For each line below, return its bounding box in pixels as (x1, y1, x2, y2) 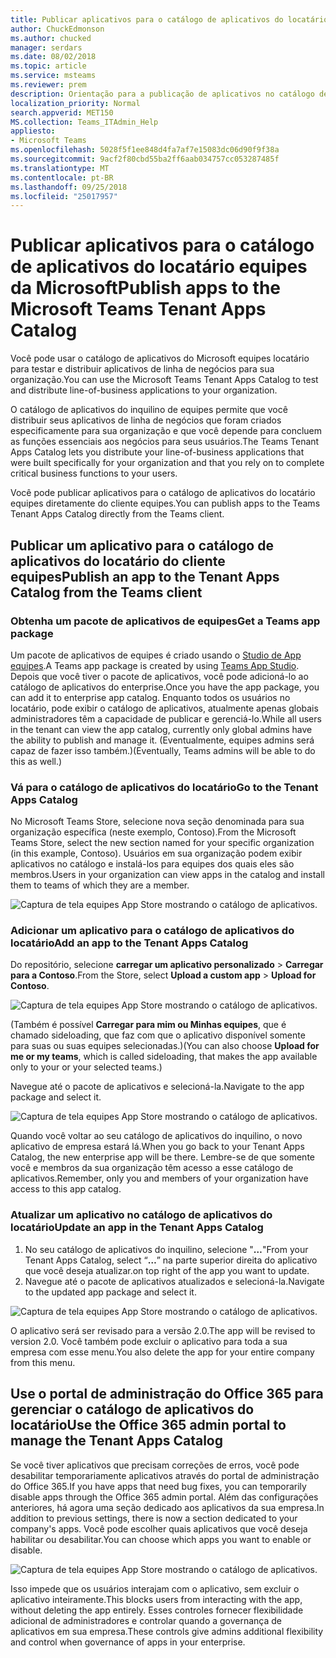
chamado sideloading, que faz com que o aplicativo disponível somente (10, 1029, 306, 1041)
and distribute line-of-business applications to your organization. (10, 384, 278, 396)
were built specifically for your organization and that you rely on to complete (10, 457, 325, 469)
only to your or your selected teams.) (10, 1061, 163, 1073)
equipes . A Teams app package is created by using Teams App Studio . (10, 659, 300, 671)
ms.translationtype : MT (10, 163, 110, 173)
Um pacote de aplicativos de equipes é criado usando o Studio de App (10, 649, 302, 661)
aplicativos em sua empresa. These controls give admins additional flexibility (10, 1625, 324, 1637)
